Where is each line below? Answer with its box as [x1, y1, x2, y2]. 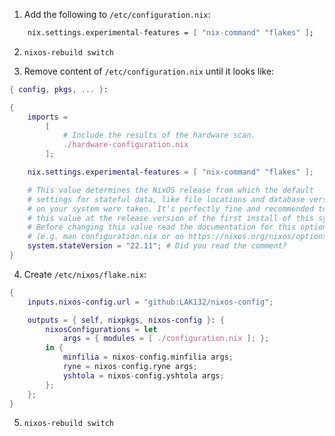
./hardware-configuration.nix [62, 140, 189, 150]
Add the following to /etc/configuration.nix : [23, 9, 211, 20]
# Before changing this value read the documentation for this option [27, 222, 328, 233]
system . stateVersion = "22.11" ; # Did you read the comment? [27, 241, 287, 251]
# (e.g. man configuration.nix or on [27, 232, 185, 242]
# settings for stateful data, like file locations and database [27, 194, 306, 204]
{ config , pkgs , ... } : [9, 84, 109, 94]
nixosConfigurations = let [45, 324, 158, 334]
